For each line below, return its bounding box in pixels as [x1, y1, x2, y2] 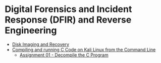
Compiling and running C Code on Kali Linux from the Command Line [12, 46, 156, 52]
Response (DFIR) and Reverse [5, 14, 132, 25]
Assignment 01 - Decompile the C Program [19, 51, 109, 58]
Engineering [5, 25, 57, 36]
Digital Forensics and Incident [5, 3, 132, 15]
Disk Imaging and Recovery [12, 41, 69, 47]
